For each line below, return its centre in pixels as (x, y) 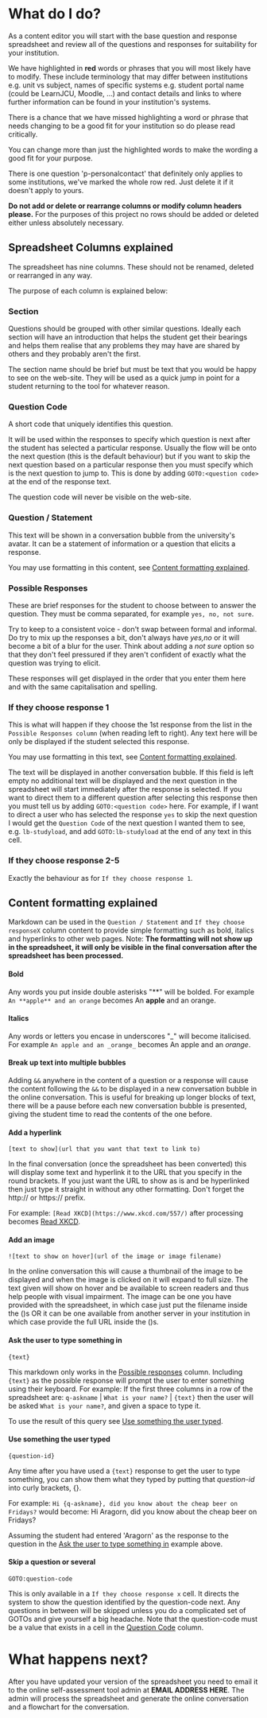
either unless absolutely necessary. (66, 223)
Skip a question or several (52, 1562)
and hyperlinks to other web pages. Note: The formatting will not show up (130, 939)
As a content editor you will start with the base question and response (123, 36)
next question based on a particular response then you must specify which (131, 465)
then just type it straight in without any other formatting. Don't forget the (126, 1189)
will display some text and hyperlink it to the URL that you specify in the (125, 1173)
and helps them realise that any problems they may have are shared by (124, 346)
